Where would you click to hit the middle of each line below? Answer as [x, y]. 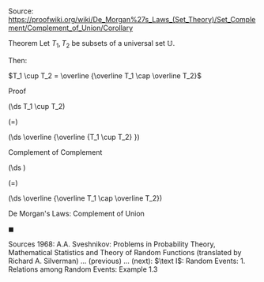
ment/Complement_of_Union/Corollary [71, 28]
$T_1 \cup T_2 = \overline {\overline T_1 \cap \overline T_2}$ [105, 75]
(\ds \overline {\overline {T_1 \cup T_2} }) [74, 137]
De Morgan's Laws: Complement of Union [76, 213]
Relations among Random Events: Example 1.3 [83, 269]
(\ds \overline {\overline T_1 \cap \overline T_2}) [85, 198]
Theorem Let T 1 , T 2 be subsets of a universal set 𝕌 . [92, 44]
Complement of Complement [55, 152]
